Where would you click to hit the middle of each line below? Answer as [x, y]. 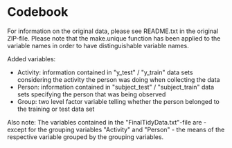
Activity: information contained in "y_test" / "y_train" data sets [105, 72]
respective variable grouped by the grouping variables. [86, 137]
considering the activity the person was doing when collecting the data [118, 79]
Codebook [38, 12]
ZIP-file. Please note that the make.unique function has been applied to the [114, 38]
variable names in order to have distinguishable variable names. [98, 45]
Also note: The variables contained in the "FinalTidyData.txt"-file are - [107, 122]
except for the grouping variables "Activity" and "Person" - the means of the [116, 129]
